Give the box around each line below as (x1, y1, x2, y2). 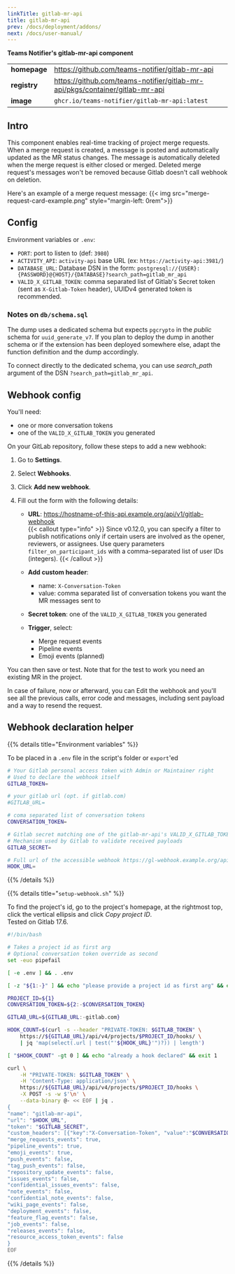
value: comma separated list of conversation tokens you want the (38, 589, 227, 597)
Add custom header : (27, 568, 89, 576)
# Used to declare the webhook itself (7, 773, 120, 780)
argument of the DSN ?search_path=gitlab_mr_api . (7, 368, 154, 378)
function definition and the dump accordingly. (7, 348, 138, 357)
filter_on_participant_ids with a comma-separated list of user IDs (27, 547, 224, 555)
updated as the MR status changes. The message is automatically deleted (7, 153, 220, 162)
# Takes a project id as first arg (7, 944, 111, 951)
